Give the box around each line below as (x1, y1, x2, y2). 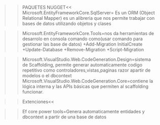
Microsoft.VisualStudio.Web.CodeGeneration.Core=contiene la (22, 78, 153, 84)
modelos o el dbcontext (22, 73, 72, 78)
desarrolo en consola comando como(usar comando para (22, 36, 143, 42)
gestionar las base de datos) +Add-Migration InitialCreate (22, 41, 143, 47)
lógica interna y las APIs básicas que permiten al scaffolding (22, 83, 149, 89)
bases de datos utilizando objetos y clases (22, 20, 111, 26)
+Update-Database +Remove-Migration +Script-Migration (22, 47, 144, 52)
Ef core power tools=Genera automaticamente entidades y (22, 109, 145, 114)
